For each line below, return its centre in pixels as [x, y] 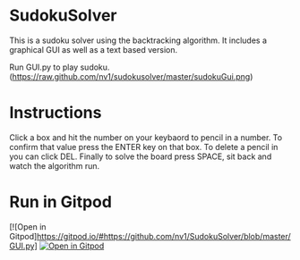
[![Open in [28, 226]
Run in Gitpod [60, 202]
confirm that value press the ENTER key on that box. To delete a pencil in [144, 147]
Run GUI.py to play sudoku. [60, 67]
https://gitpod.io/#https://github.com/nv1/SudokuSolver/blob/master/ [164, 236]
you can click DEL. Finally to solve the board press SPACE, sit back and [141, 156]
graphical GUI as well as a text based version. [93, 49]
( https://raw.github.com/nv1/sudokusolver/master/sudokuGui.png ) [131, 76]
